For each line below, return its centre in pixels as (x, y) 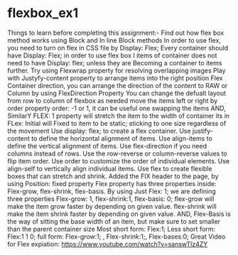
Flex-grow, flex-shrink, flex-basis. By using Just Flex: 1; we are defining (112, 191)
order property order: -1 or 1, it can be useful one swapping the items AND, (117, 108)
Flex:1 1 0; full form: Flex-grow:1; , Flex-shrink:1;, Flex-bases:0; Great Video (117, 237)
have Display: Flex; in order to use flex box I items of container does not (112, 55)
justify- (202, 131)
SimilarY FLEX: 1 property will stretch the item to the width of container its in (118, 116)
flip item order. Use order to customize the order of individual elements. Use (119, 161)
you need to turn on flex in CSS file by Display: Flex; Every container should (118, 48)
